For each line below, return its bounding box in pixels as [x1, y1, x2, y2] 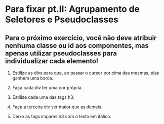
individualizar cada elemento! [5, 57, 99, 65]
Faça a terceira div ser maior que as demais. [12, 104, 103, 110]
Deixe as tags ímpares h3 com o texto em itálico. [12, 114, 112, 119]
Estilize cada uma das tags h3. [12, 94, 75, 100]
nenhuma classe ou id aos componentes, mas [5, 41, 149, 50]
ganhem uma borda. [12, 75, 53, 81]
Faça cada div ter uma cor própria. [12, 85, 83, 90]
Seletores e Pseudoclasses [5, 14, 119, 25]
